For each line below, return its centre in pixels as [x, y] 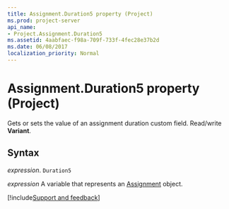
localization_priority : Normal [53, 54]
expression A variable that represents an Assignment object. [95, 183]
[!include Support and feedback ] [54, 197]
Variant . [19, 130]
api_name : [22, 27]
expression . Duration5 [40, 170]
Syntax [23, 153]
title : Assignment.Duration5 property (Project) [80, 14]
